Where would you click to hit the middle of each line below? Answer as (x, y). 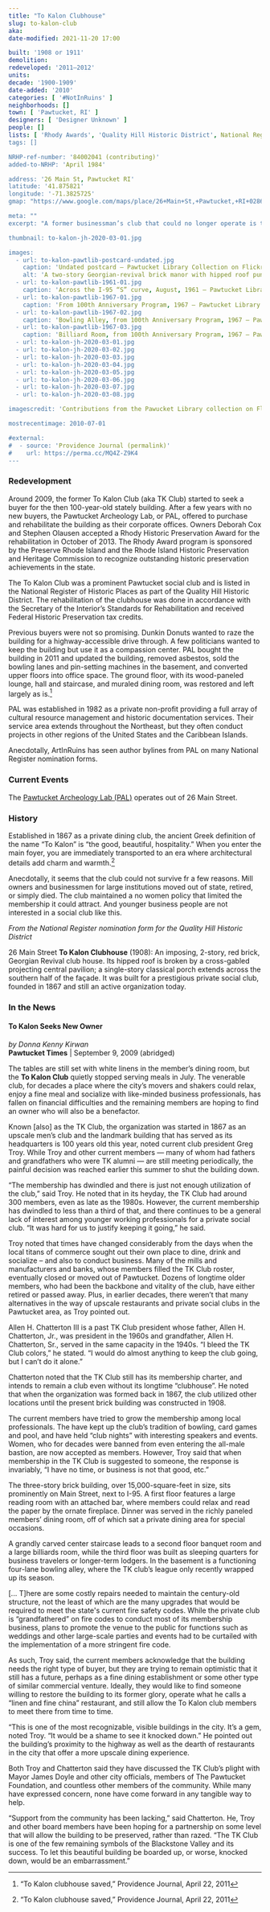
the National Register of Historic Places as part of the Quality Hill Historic (129, 591)
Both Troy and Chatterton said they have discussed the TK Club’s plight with (134, 1768)
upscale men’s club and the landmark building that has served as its (121, 1135)
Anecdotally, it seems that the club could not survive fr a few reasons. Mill (131, 878)
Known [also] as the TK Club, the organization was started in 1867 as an (127, 1126)
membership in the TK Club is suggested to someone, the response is (124, 1461)
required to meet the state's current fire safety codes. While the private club (134, 1610)
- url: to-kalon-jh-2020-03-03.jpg (75, 357)
